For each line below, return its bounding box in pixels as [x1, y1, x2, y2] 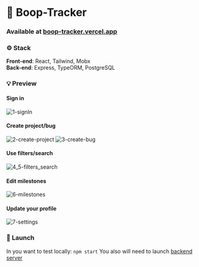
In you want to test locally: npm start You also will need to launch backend [6, 247, 193, 255]
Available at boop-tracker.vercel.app [6, 27, 117, 36]
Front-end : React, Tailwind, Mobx [6, 57, 91, 65]
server [6, 254, 23, 262]
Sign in [6, 94, 24, 101]
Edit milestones [6, 177, 47, 185]
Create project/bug [6, 122, 56, 130]
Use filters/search [6, 150, 54, 157]
